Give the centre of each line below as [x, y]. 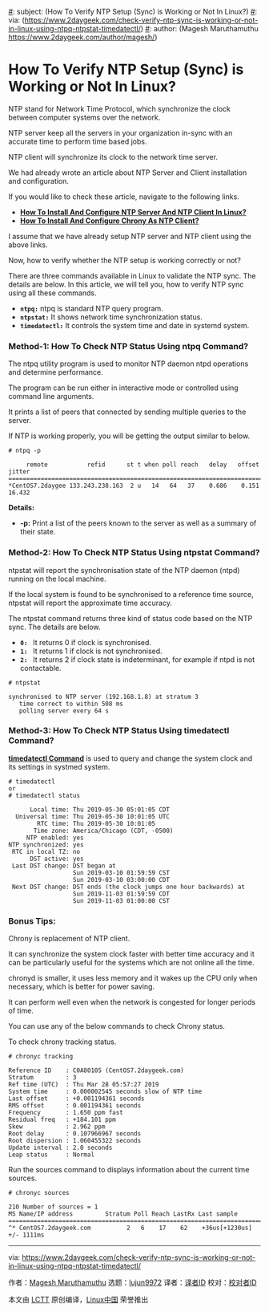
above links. [28, 245]
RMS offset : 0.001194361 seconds [75, 1106]
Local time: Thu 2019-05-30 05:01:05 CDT [100, 810]
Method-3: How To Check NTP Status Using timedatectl [119, 731]
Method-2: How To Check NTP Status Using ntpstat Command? [134, 553]
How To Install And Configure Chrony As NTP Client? [109, 221]
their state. [38, 532]
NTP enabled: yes [55, 838]
